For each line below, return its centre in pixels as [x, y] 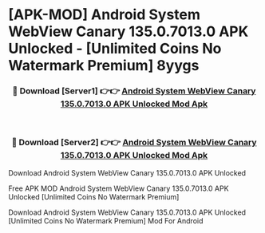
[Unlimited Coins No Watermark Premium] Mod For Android [106, 220]
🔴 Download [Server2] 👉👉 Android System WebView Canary [134, 143]
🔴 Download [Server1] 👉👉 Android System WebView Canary [134, 91]
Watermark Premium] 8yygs [104, 66]
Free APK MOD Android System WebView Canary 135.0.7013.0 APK [119, 188]
